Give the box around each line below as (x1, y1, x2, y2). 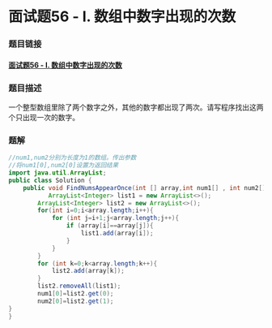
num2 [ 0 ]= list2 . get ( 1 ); (37, 297, 114, 305)
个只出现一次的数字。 (8, 113, 79, 122)
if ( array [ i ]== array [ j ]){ (66, 222, 154, 230)
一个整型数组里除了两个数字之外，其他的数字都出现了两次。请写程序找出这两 (8, 102, 264, 112)
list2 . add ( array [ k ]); (51, 267, 125, 275)
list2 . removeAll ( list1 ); (37, 282, 121, 291)
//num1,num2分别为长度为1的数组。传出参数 (8, 153, 137, 162)
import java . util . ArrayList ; (8, 169, 107, 177)
